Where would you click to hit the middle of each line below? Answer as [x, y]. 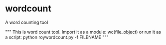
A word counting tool [27, 22]
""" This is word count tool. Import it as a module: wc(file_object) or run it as [83, 32]
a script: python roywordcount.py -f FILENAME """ [57, 37]
